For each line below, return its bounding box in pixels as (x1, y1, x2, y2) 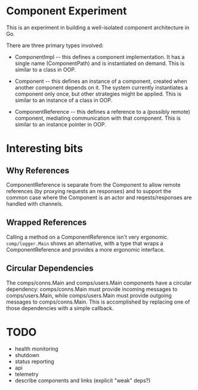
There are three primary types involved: (6, 42, 104, 49)
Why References (6, 165, 70, 175)
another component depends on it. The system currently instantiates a (14, 83, 188, 91)
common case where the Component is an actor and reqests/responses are (6, 194, 192, 201)
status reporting (14, 358, 55, 365)
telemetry (14, 370, 39, 377)
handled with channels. (6, 200, 64, 207)
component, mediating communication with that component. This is (14, 114, 181, 122)
